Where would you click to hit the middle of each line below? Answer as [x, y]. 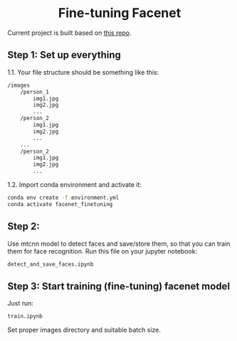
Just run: [21, 303]
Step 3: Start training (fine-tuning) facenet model [118, 286]
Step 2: [24, 226]
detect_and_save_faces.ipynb [51, 264]
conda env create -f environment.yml [63, 197]
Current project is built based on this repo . [69, 33]
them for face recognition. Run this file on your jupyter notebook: [102, 251]
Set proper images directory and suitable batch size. [84, 330]
